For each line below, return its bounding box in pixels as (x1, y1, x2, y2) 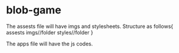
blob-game (6, 3, 62, 17)
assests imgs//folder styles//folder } (6, 29, 93, 36)
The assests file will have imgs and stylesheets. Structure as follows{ (6, 23, 174, 30)
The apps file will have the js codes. (6, 40, 93, 47)
